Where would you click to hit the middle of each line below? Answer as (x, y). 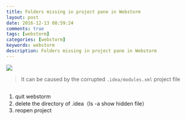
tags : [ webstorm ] (28, 34)
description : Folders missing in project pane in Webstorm (82, 51)
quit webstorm (33, 97)
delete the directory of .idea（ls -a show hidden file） (81, 104)
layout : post (22, 17)
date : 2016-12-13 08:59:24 (40, 23)
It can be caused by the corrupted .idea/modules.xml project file (100, 79)
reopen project (33, 110)
